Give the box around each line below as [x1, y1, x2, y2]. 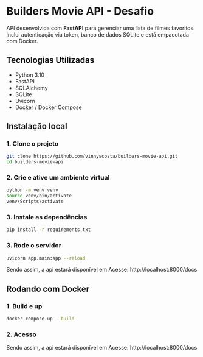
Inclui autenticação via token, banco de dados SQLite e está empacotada [6, 30, 190, 38]
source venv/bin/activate [6, 193, 72, 199]
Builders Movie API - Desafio [6, 4, 154, 18]
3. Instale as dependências [6, 213, 88, 222]
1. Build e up [6, 302, 43, 310]
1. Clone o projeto [6, 140, 59, 148]
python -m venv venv [6, 187, 59, 193]
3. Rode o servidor [6, 241, 62, 250]
